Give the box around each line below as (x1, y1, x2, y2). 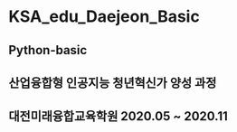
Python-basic (8, 42, 88, 58)
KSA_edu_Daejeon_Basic (8, 6, 200, 27)
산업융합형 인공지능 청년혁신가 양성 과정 (8, 75, 217, 90)
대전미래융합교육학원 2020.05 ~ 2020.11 (8, 108, 228, 124)
